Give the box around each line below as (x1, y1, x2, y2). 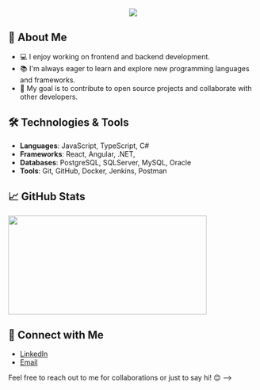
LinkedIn (19, 349, 48, 359)
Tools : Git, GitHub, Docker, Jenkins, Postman (19, 166, 168, 176)
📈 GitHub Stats (8, 190, 86, 203)
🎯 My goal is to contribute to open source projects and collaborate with (19, 84, 252, 93)
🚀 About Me (8, 30, 67, 44)
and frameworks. (19, 75, 76, 85)
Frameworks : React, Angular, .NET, (19, 149, 136, 158)
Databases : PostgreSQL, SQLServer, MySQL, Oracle (19, 157, 192, 167)
